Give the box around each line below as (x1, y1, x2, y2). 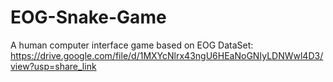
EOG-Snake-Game (10, 6, 167, 29)
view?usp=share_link (10, 60, 97, 72)
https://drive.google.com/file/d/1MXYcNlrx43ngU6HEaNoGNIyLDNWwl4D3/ (10, 49, 324, 61)
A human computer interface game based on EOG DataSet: (10, 39, 254, 51)
